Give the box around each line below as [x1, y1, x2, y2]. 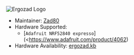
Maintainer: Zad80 [14, 17, 60, 24]
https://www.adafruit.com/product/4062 [28, 36, 127, 43]
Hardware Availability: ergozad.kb [14, 42, 97, 49]
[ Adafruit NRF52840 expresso [23, 30, 94, 37]
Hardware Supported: [14, 24, 68, 30]
